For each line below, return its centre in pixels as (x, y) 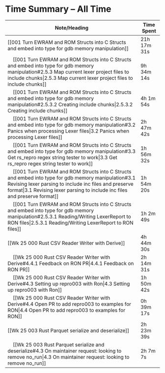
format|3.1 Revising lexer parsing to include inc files (68, 190)
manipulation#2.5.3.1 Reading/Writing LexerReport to (69, 216)
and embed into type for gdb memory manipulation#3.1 (72, 177)
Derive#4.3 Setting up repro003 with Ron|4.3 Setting (69, 283)
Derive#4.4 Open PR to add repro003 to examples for (69, 304)
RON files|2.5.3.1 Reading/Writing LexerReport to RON (70, 223)
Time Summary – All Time (58, 9)
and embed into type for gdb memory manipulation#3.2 (72, 125)
